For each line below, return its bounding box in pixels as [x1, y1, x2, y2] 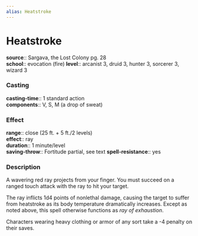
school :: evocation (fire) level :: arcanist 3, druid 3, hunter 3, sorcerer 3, [6, 60, 179, 67]
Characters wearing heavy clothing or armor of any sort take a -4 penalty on [6, 218, 193, 225]
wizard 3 [6, 66, 28, 74]
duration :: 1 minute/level [6, 142, 66, 149]
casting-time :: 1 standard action [6, 94, 85, 101]
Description [6, 163, 41, 171]
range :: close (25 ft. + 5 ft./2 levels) [6, 129, 93, 136]
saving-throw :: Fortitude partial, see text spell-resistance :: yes [6, 148, 161, 155]
